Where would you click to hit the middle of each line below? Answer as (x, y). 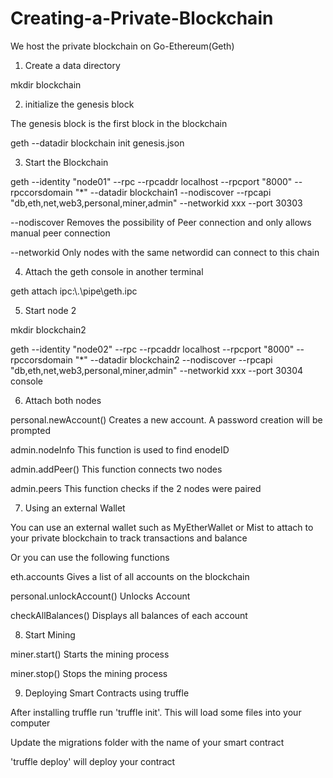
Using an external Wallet (75, 508)
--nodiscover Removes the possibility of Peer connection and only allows (161, 222)
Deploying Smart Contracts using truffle (107, 693)
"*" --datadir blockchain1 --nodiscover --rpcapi (173, 192)
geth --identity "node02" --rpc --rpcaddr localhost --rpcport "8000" (152, 349)
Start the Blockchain (66, 162)
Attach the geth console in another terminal (114, 271)
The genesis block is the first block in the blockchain (119, 123)
